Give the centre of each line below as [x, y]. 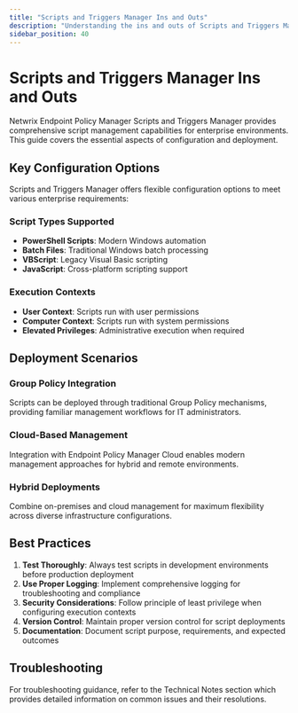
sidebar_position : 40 [49, 34]
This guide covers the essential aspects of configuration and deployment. [144, 140]
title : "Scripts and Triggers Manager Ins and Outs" [109, 17]
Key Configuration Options [85, 168]
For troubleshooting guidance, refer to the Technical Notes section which [143, 689]
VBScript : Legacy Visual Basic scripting [95, 260]
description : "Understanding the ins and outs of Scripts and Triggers [144, 26]
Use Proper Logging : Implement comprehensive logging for [131, 584]
